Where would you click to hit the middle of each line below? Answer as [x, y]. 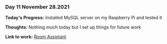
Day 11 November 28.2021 [37, 7]
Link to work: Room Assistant [36, 37]
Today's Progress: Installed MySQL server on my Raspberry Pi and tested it [83, 18]
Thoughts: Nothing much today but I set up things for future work [73, 27]
